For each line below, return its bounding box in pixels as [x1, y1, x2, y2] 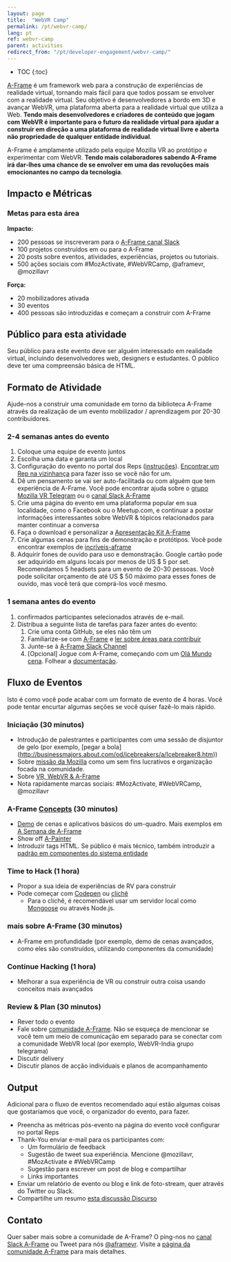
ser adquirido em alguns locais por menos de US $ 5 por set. [17, 558, 190, 566]
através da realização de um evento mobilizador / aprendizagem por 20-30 [7, 407, 221, 415]
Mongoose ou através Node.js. [27, 904, 115, 912]
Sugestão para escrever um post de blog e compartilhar [27, 1165, 187, 1174]
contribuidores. [7, 415, 50, 423]
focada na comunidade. [17, 764, 85, 773]
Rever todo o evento [17, 1017, 75, 1026]
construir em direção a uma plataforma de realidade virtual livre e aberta [7, 125, 219, 133]
